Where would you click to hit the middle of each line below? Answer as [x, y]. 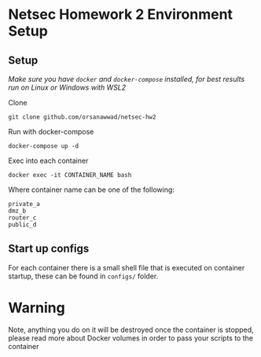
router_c [22, 218]
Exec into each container [48, 160]
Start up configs [49, 249]
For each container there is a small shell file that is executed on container [127, 267]
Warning [37, 307]
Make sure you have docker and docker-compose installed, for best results [127, 79]
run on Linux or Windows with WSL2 [67, 87]
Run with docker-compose [51, 132]
